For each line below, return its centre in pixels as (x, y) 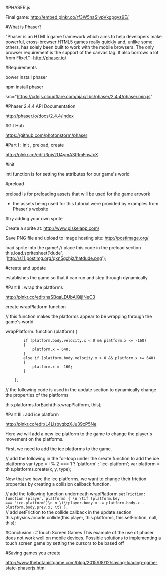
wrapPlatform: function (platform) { (41, 331)
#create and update (26, 268)
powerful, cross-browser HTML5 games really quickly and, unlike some (79, 42)
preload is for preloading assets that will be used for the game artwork (78, 194)
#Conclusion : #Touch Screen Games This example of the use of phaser (80, 533)
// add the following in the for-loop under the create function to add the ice (82, 458)
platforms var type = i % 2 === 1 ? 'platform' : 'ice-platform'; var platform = (83, 464)
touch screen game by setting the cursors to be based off (65, 543)
